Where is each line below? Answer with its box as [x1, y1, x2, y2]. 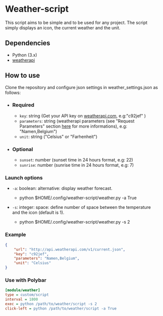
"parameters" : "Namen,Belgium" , [14, 256, 80, 261]
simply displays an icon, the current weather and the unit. [5, 24, 121, 30]
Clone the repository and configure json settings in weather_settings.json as [5, 84, 158, 90]
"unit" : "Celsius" [14, 261, 51, 266]
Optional [12, 146, 33, 153]
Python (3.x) [12, 52, 38, 58]
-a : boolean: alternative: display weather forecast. [12, 185, 113, 191]
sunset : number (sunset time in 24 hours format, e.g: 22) [19, 157, 133, 163]
